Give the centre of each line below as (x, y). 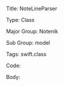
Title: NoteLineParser (32, 9)
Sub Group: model (28, 43)
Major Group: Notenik (32, 31)
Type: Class (20, 20)
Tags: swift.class (26, 54)
